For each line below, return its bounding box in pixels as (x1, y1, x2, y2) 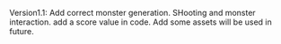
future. (9, 26, 34, 36)
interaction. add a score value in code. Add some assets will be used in (9, 17, 272, 27)
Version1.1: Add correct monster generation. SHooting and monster (9, 8, 256, 18)
